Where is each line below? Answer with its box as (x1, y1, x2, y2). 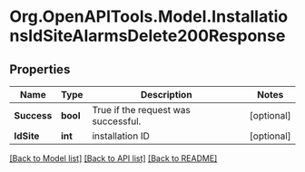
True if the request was (92, 104, 191, 116)
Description (140, 89, 192, 100)
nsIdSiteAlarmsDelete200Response (9, 25, 286, 46)
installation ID (92, 129, 150, 142)
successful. (92, 115, 142, 128)
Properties (9, 62, 71, 77)
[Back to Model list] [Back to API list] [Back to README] (9, 153, 218, 164)
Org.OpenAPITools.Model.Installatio (9, 6, 289, 27)
